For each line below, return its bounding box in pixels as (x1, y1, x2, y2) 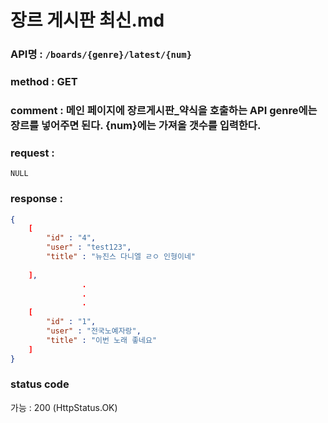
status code (10, 377, 70, 391)
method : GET (10, 75, 78, 89)
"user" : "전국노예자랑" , (46, 326, 142, 336)
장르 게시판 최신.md (10, 9, 165, 32)
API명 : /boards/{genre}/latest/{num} (10, 47, 193, 61)
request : (10, 146, 55, 160)
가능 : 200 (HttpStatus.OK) (10, 401, 118, 413)
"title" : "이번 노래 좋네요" (46, 335, 158, 345)
